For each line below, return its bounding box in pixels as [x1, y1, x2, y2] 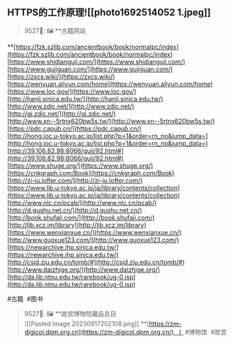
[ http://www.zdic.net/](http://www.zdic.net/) [7, 102, 135, 110]
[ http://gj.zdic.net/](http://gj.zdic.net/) [7, 109, 116, 117]
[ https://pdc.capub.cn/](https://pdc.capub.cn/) [7, 124, 142, 133]
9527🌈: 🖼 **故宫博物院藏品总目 [24, 309, 117, 318]
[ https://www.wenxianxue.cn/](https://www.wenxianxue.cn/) [7, 228, 182, 236]
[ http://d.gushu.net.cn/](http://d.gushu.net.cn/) [7, 205, 142, 214]
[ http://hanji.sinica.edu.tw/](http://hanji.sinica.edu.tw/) [7, 94, 163, 103]
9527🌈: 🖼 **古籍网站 [24, 27, 86, 35]
